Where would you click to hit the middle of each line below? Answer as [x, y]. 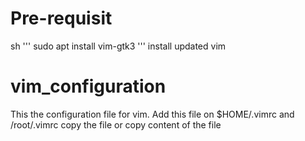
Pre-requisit [61, 18]
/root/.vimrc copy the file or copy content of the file [116, 124]
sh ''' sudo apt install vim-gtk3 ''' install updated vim [118, 46]
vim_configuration [88, 86]
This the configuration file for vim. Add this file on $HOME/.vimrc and [152, 114]
